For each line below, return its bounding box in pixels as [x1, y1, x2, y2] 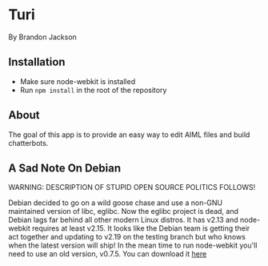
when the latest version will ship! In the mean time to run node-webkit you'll [8, 240, 258, 250]
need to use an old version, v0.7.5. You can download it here [8, 249, 207, 259]
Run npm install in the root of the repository [19, 85, 167, 95]
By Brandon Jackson [8, 32, 78, 42]
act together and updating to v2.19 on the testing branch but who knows [8, 232, 246, 242]
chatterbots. [8, 138, 49, 147]
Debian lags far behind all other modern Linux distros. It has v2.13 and [8, 215, 238, 225]
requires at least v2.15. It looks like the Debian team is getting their [31, 224, 250, 233]
